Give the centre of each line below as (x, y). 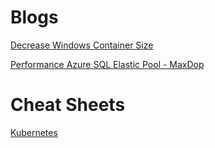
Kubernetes (34, 132)
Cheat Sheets (68, 105)
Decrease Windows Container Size (82, 45)
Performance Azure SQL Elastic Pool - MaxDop (107, 64)
